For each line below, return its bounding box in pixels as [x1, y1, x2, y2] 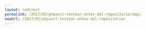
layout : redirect [4, 7, 40, 12]
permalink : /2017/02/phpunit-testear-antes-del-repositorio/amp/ [4, 12, 141, 17]
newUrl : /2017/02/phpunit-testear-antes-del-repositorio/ [4, 16, 126, 21]
